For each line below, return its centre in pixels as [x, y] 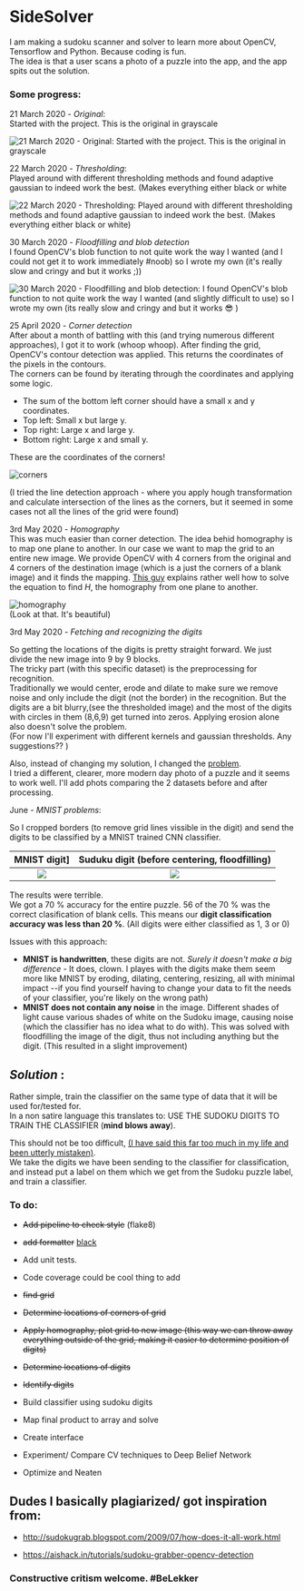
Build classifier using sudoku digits [88, 1402]
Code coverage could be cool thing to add [101, 1278]
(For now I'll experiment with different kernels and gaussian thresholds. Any [151, 736]
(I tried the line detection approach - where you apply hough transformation [151, 493]
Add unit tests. [49, 1260]
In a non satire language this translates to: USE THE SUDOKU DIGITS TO [144, 1116]
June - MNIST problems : [55, 810]
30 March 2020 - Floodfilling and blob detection [99, 242]
